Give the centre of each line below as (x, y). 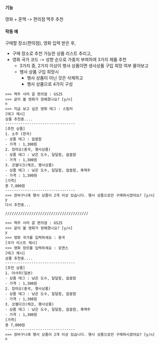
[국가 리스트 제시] (21, 243)
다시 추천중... (18, 205)
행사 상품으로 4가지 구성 (50, 84)
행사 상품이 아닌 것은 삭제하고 (55, 78)
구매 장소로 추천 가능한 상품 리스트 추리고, (52, 53)
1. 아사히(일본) (19, 273)
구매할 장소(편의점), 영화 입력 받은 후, (41, 43)
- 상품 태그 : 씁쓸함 (23, 139)
